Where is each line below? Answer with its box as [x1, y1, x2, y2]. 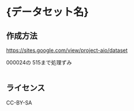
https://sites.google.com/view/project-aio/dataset [6, 47, 128, 54]
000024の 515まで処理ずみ [6, 59, 72, 66]
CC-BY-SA [6, 99, 33, 106]
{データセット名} [6, 5, 89, 19]
